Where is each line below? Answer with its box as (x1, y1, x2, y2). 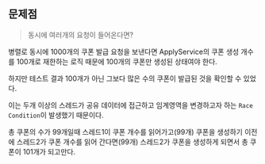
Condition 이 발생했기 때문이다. (8, 110, 105, 120)
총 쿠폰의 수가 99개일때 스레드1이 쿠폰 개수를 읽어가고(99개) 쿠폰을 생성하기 (8, 127, 244, 136)
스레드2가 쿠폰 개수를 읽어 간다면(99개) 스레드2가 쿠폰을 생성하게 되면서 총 (16, 137, 248, 147)
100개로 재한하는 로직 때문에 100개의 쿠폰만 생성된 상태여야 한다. (16, 56, 218, 66)
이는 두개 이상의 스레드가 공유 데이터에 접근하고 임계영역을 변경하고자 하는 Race (8, 100, 254, 109)
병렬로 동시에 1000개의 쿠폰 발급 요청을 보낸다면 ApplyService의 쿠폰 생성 (8, 47, 240, 56)
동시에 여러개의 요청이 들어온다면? (27, 30, 133, 40)
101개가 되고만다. (22, 147, 76, 156)
